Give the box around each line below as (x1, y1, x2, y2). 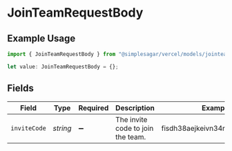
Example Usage (7, 33, 76, 44)
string (52, 123, 72, 133)
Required (78, 103, 109, 112)
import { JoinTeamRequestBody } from (7, 51, 116, 57)
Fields (7, 82, 35, 94)
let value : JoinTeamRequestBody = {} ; (7, 63, 119, 70)
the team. (115, 132, 146, 141)
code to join (115, 123, 154, 133)
